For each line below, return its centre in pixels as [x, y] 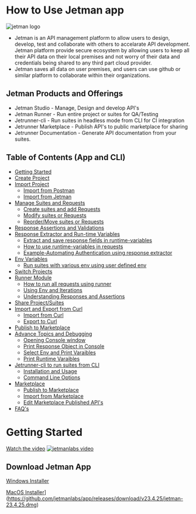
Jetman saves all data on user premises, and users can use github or [97, 69]
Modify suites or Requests [55, 215]
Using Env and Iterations [53, 290]
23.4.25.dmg [21, 505]
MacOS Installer [25, 492]
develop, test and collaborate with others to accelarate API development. [102, 44]
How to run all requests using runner [67, 284]
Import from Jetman [47, 197]
